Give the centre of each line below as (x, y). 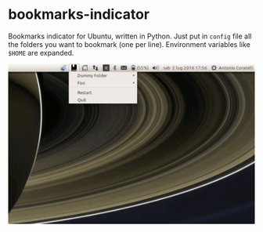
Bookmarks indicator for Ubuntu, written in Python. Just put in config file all (130, 36)
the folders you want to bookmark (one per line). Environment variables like (129, 44)
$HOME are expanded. (41, 53)
